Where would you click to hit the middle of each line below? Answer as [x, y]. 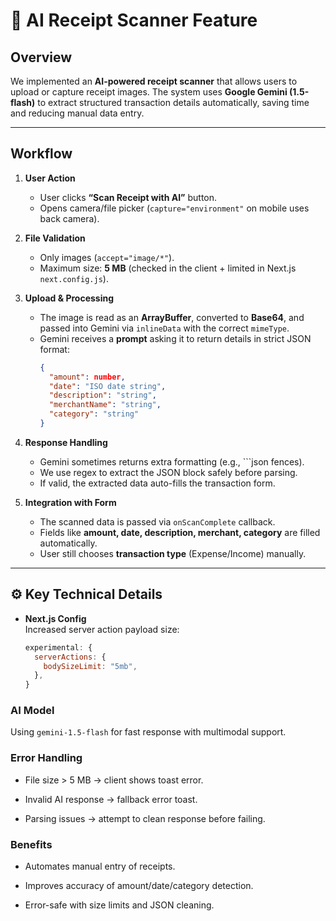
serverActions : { [70, 657]
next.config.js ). [74, 278]
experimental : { [58, 647]
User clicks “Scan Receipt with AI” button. [128, 197]
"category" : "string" [94, 414]
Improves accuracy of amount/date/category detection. [139, 886]
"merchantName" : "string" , [105, 405]
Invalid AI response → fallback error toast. [111, 799]
